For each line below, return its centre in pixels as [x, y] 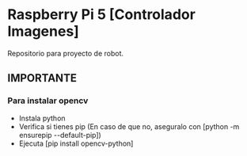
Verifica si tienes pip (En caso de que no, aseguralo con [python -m [129, 126]
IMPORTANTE [42, 78]
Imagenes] [44, 31]
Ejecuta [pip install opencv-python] [76, 143]
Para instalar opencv [48, 101]
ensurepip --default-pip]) [60, 135]
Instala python [42, 118]
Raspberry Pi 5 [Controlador [101, 15]
